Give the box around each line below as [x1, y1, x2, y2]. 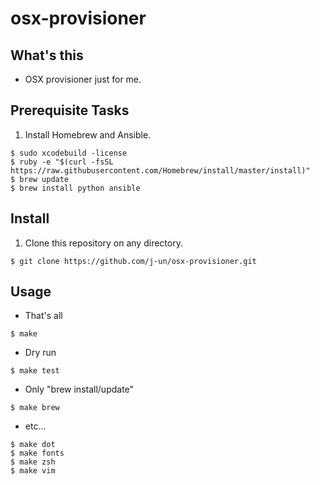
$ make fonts [10, 448, 65, 459]
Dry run [24, 347, 57, 359]
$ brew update [10, 174, 70, 184]
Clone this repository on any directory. [24, 237, 183, 249]
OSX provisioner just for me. [24, 73, 142, 85]
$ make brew [10, 403, 60, 413]
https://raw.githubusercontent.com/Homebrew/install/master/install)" [10, 165, 311, 176]
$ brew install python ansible [10, 183, 141, 193]
